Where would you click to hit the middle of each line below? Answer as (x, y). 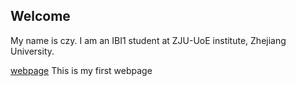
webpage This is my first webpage (81, 70)
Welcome (40, 16)
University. (32, 51)
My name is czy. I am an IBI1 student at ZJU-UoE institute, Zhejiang (148, 40)
